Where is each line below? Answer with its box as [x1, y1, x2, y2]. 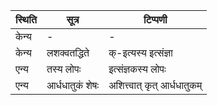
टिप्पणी [143, 13, 168, 26]
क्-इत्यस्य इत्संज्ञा [108, 46, 173, 59]
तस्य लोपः [46, 62, 82, 76]
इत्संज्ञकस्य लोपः [108, 62, 167, 76]
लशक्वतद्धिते [46, 46, 90, 59]
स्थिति [15, 13, 37, 26]
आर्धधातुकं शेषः [46, 79, 100, 92]
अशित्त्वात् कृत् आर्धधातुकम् [108, 79, 203, 92]
